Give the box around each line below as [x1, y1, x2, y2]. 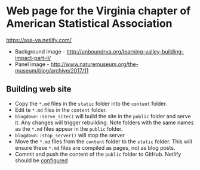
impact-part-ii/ [14, 54, 51, 61]
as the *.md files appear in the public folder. [14, 125, 123, 132]
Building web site [6, 84, 72, 95]
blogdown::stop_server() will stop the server [14, 131, 125, 138]
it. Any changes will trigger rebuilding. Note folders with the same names [14, 119, 194, 126]
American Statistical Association [6, 17, 173, 30]
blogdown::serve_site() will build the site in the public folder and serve [14, 112, 191, 119]
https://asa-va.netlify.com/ [6, 36, 72, 43]
